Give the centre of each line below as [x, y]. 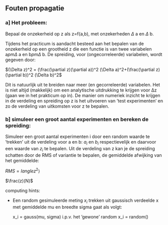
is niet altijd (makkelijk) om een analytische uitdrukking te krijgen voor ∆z [81, 90]
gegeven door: [20, 60]
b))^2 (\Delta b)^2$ [42, 75]
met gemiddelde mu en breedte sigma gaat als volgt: [67, 207]
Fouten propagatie [35, 8]
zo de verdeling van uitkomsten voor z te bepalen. [57, 106]
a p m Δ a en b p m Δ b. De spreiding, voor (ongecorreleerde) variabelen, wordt [84, 54]
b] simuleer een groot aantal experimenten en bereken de [77, 119]
